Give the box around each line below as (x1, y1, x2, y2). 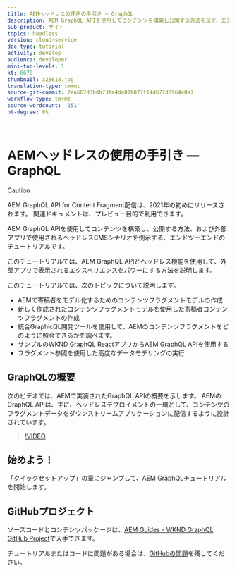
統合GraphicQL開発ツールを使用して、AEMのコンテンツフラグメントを (17, 322, 223, 331)
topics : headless (7, 30, 59, 37)
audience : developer (7, 56, 68, 63)
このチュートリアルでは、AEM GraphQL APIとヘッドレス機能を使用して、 (7, 257, 221, 265)
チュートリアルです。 (7, 242, 69, 250)
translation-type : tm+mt (7, 82, 80, 90)
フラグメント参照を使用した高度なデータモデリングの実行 (17, 348, 185, 357)
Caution (7, 186, 30, 195)
